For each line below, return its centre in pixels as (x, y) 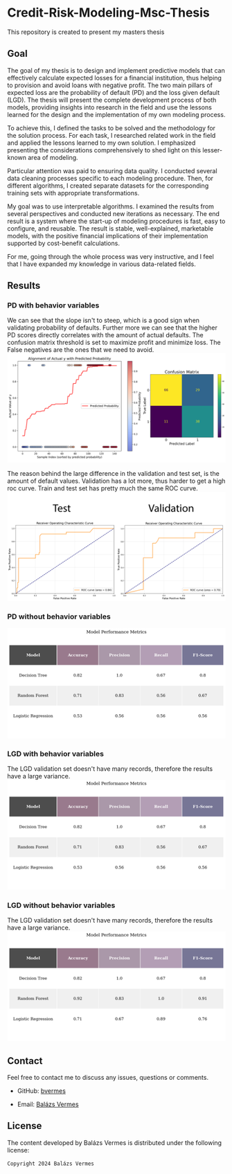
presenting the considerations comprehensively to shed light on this (104, 150)
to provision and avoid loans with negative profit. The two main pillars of (110, 85)
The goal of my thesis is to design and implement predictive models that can (116, 70)
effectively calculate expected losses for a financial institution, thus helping (114, 78)
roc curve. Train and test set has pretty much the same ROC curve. (103, 488)
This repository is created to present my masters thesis (86, 32)
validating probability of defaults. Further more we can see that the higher (113, 328)
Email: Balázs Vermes (48, 1104)
